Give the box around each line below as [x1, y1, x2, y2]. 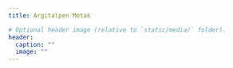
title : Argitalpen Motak [8, 11, 91, 20]
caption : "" [15, 40, 56, 48]
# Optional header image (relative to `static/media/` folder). [8, 25, 227, 34]
